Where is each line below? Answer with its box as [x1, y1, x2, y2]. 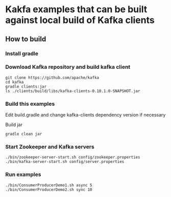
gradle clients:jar [5, 84, 47, 89]
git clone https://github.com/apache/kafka [5, 75, 100, 80]
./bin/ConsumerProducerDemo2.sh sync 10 [5, 187, 93, 192]
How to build [5, 35, 46, 43]
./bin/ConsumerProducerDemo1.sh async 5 [5, 182, 93, 188]
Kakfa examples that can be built [5, 4, 148, 15]
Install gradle [5, 50, 39, 57]
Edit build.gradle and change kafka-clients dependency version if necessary [5, 112, 166, 118]
